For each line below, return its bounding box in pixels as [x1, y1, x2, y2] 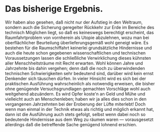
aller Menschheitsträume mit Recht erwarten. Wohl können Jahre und [5, 60, 144, 66]
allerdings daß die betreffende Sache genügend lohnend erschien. [5, 121, 137, 127]
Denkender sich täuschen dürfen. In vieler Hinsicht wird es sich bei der [5, 76, 146, 81]
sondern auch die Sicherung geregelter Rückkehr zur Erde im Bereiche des [5, 24, 155, 30]
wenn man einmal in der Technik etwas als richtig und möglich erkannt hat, [5, 106, 154, 112]
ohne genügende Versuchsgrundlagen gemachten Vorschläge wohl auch [5, 86, 151, 92]
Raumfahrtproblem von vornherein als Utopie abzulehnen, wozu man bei [5, 35, 149, 40]
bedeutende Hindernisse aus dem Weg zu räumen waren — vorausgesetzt [5, 117, 154, 122]
